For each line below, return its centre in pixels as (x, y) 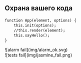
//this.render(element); (39, 30)
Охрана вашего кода (39, 8)
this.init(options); (35, 25)
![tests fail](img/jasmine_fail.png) (38, 55)
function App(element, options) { (41, 20)
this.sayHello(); (32, 35)
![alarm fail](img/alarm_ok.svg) (36, 49)
